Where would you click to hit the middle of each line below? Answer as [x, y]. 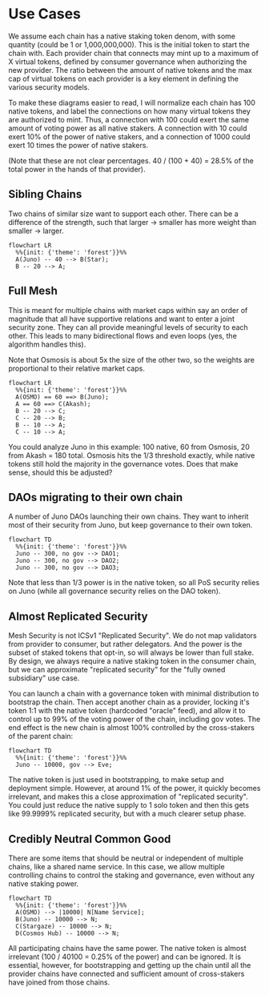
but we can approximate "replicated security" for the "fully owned [117, 670]
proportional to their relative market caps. [77, 368]
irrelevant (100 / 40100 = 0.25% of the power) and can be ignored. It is [125, 957]
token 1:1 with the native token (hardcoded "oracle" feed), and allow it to [127, 711]
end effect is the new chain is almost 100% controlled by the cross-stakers [131, 728]
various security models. [49, 87]
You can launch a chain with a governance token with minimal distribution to [134, 694]
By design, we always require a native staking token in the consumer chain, [132, 661]
